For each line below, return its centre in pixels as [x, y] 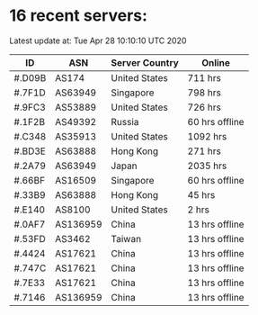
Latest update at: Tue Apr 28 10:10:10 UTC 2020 [98, 40]
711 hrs [205, 77]
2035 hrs [207, 166]
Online [216, 62]
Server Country [145, 62]
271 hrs [205, 151]
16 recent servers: [79, 16]
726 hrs [205, 107]
